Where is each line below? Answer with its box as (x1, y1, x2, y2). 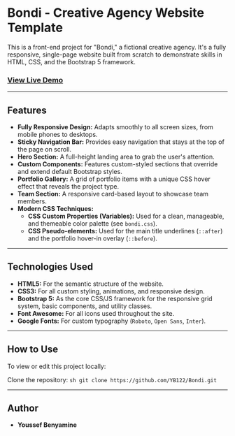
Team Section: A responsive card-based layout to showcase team (17, 190, 208, 198)
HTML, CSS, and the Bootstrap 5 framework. (7, 57, 136, 66)
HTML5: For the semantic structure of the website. (17, 279, 164, 288)
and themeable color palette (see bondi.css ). (27, 219, 157, 228)
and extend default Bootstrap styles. (17, 168, 122, 176)
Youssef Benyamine (17, 421, 77, 429)
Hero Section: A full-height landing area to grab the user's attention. (17, 152, 215, 161)
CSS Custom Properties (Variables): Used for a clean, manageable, (27, 212, 225, 221)
